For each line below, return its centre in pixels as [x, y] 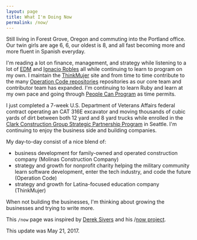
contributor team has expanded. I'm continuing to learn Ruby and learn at [95, 88]
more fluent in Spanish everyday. [46, 52]
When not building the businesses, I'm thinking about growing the [85, 202]
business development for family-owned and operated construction [96, 153]
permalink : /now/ [27, 22]
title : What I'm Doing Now [39, 17]
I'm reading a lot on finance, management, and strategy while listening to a [96, 63]
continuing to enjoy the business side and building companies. [81, 130]
